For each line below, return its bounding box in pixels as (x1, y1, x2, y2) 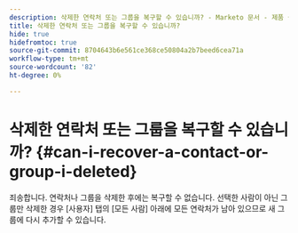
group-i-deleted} (9, 161, 137, 181)
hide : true (9, 29, 50, 38)
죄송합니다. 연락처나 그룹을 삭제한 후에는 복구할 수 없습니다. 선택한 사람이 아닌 (9, 192, 279, 203)
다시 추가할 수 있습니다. (25, 214, 106, 225)
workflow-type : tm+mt (9, 54, 90, 63)
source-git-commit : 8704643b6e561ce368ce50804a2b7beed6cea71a (9, 46, 244, 55)
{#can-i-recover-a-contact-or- (35, 141, 269, 162)
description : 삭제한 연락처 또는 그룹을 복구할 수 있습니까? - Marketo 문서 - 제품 (9, 12, 285, 22)
